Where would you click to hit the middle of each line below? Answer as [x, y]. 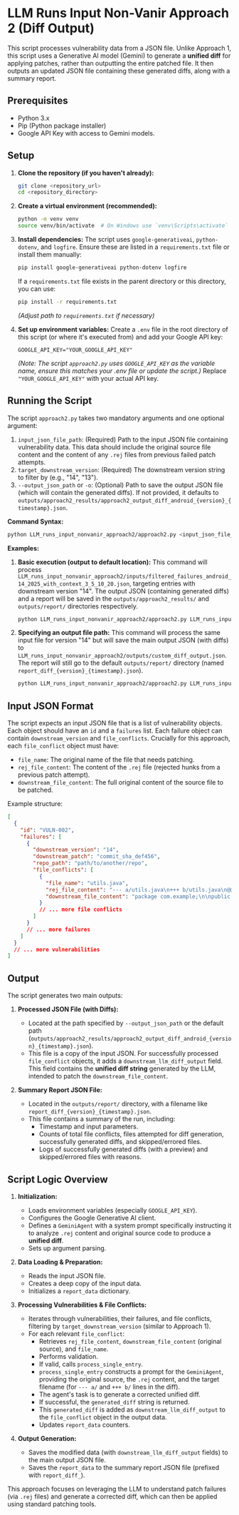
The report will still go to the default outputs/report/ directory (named [121, 663]
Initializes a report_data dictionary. [79, 1291]
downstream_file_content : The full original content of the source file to [121, 782]
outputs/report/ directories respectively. [78, 606]
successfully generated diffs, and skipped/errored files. [120, 1142]
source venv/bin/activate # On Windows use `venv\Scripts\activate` [123, 226]
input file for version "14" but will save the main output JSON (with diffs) [123, 641]
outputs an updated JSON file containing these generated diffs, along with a [119, 71]
